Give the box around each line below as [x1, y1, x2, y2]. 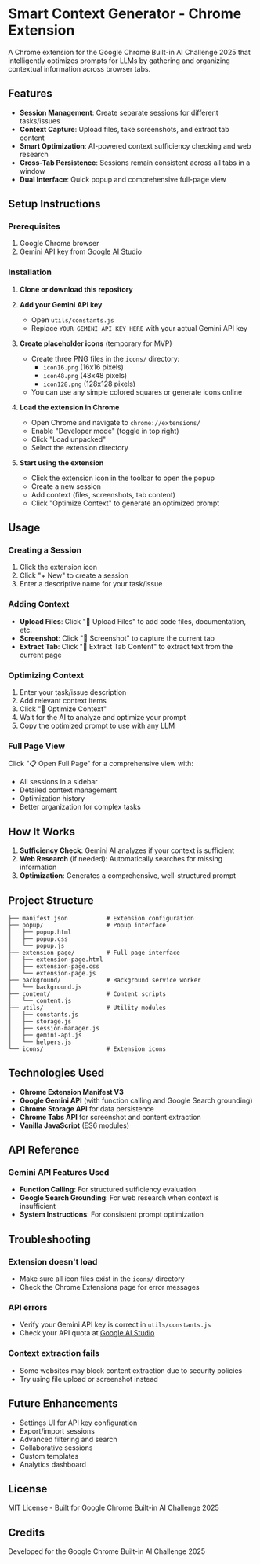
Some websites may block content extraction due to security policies [19, 1365, 243, 1375]
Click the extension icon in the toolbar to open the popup [31, 473, 215, 483]
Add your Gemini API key [19, 299, 103, 309]
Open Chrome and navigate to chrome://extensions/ [31, 417, 201, 427]
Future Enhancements [8, 1397, 119, 1411]
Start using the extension [19, 457, 104, 468]
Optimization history [19, 794, 85, 803]
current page [19, 650, 62, 659]
